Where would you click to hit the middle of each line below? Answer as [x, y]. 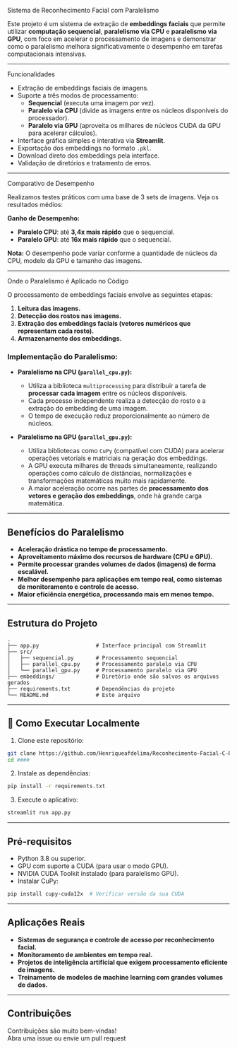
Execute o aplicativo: [48, 800]
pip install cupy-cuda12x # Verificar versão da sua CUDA [96, 894]
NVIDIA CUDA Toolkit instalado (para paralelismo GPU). [98, 874]
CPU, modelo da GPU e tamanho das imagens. [75, 260]
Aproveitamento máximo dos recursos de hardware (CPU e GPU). [115, 557]
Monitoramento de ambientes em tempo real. [85, 954]
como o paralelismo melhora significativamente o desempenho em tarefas [115, 46]
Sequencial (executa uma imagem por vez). [92, 103]
